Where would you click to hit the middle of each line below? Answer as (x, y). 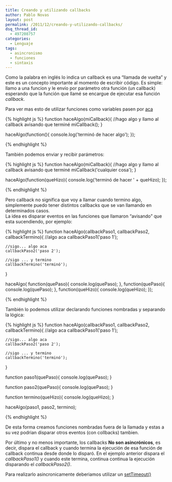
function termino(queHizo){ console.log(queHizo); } (60, 397)
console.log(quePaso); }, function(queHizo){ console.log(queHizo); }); (79, 290)
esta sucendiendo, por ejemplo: (39, 222)
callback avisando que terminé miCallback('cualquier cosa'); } (71, 170)
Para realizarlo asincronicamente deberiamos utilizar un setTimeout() (78, 474)
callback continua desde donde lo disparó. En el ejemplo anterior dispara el (85, 454)
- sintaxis (22, 63)
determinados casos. (28, 211)
